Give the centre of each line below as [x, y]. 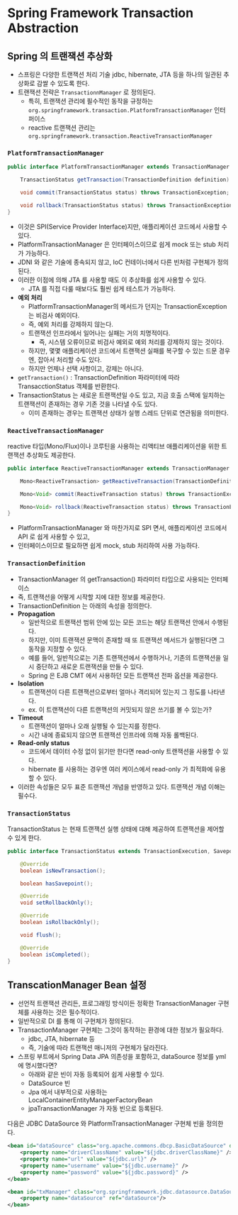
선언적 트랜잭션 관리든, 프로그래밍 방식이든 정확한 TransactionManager [117, 1004]
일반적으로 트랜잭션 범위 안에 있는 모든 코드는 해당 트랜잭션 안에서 [119, 622]
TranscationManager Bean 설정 [77, 985]
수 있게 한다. [24, 837]
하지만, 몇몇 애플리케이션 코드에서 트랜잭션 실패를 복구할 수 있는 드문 [123, 351]
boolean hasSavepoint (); [57, 884]
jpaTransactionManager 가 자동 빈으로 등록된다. [96, 1109]
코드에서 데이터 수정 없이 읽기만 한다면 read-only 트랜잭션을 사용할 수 [125, 751]
